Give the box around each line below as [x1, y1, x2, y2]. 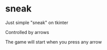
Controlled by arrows [5, 29, 49, 35]
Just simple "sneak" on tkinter [5, 19, 68, 25]
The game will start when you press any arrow [5, 38, 102, 45]
